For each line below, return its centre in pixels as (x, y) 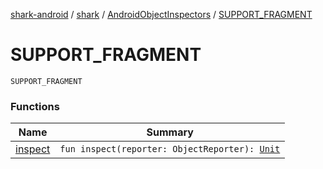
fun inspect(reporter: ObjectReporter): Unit (170, 149)
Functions (35, 106)
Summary (170, 132)
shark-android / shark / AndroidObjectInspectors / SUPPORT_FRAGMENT (161, 14)
